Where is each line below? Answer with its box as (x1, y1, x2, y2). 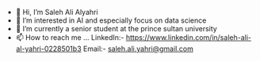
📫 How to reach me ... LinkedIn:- (15, 33, 124, 42)
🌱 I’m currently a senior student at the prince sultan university (15, 24, 218, 33)
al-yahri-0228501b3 (15, 44, 82, 53)
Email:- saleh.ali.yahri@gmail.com (82, 44, 194, 53)
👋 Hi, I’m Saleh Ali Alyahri (15, 8, 98, 16)
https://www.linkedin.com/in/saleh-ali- (125, 33, 252, 42)
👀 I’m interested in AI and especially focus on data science (15, 16, 207, 25)
